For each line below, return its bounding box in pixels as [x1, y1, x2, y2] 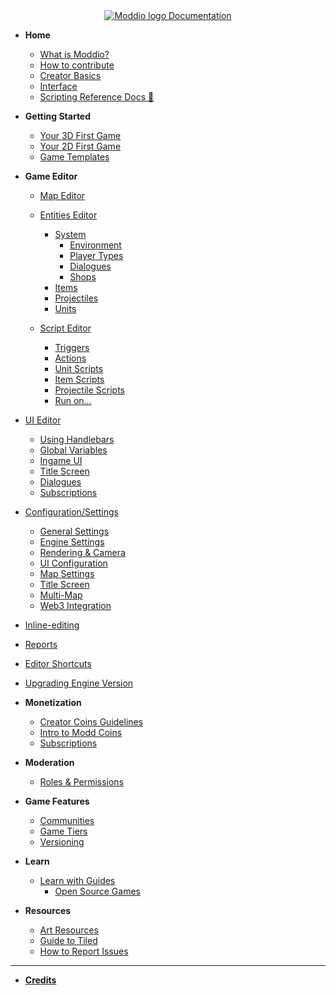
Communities [39, 815, 95, 826]
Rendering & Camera [39, 547, 126, 558]
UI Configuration [39, 557, 108, 569]
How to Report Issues [39, 945, 129, 957]
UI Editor [24, 414, 62, 426]
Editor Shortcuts [24, 658, 92, 669]
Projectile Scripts [54, 384, 125, 396]
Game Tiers [39, 825, 88, 837]
